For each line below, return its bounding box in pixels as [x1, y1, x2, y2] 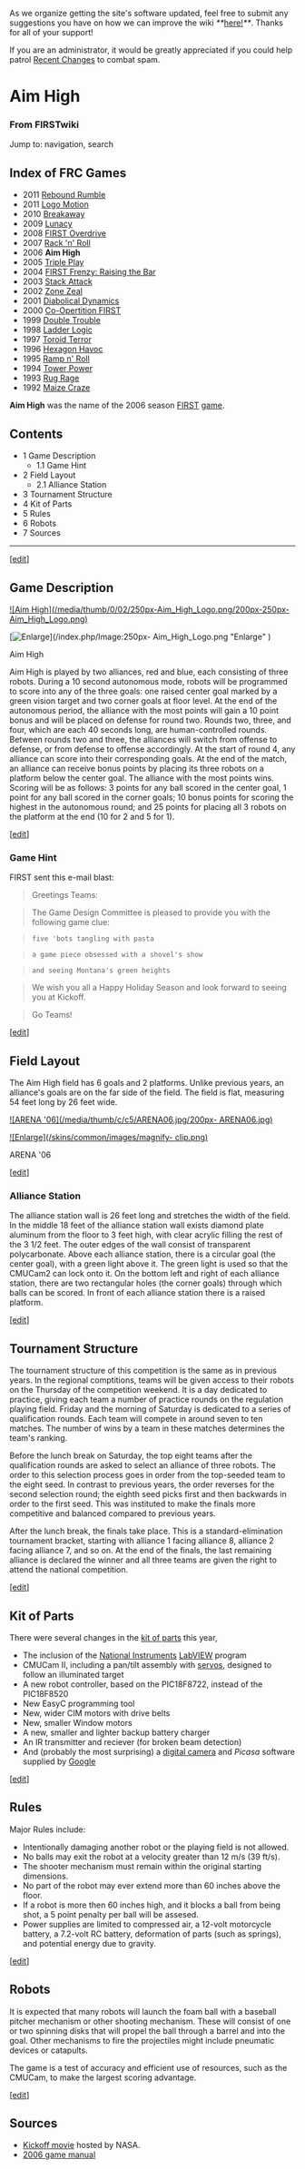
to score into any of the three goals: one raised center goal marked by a [9, 685, 278, 696]
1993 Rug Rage [22, 372, 80, 384]
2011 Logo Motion [22, 199, 89, 210]
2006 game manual [22, 2149, 96, 2160]
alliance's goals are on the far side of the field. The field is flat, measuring [9, 1087, 285, 1098]
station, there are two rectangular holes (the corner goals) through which [9, 1277, 283, 1288]
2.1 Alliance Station [35, 479, 107, 490]
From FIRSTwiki [9, 118, 80, 131]
